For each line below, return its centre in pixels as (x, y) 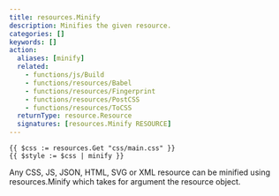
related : (33, 67)
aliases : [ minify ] (51, 58)
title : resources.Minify (55, 17)
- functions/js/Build (64, 75)
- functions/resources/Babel (79, 83)
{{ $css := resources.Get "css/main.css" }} (92, 148)
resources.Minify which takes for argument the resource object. (125, 181)
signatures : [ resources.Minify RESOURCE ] (94, 124)
